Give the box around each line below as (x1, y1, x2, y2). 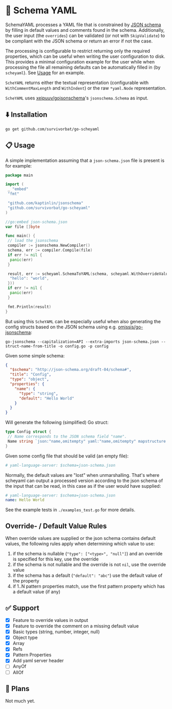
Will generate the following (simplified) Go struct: (5, 420, 109, 426)
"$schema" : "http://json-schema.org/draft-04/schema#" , (10, 367, 132, 372)
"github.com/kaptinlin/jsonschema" (7, 201, 83, 206)
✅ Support (5, 603, 39, 612)
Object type (12, 635, 38, 641)
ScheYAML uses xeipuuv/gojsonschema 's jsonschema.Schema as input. (5, 95, 148, 101)
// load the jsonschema (7, 238, 58, 243)
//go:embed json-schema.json (5, 219, 68, 224)
